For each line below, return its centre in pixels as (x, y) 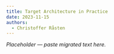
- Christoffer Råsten (38, 28)
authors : (17, 22)
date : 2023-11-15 (28, 17)
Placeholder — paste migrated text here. (56, 45)
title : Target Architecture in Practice (57, 11)
